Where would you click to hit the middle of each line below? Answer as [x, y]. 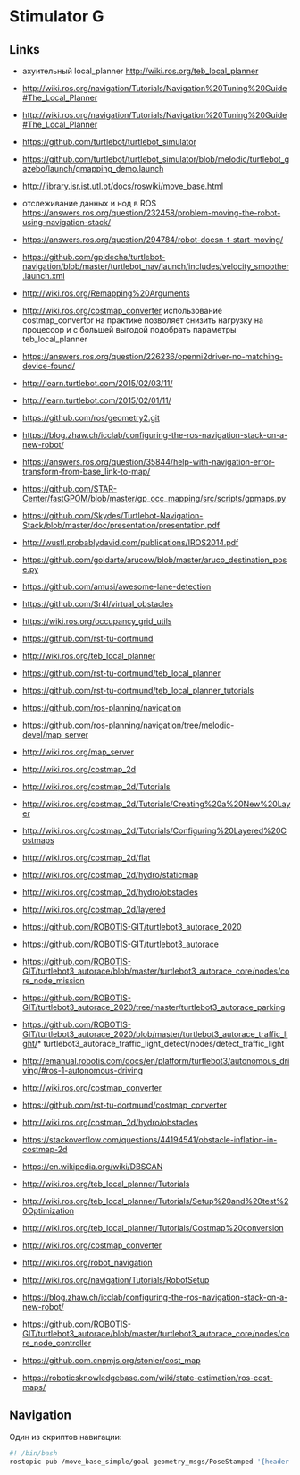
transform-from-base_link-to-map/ [86, 472]
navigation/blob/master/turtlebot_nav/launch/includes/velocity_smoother [156, 266]
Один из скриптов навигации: [66, 1437]
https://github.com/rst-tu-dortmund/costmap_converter [125, 1105]
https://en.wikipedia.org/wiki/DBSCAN [92, 1167]
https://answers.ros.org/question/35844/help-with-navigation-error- [148, 462]
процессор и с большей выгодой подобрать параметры [129, 329]
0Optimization [48, 1210]
